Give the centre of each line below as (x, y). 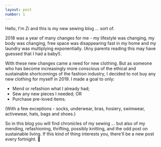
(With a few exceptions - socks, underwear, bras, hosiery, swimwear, (75, 109)
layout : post (18, 10)
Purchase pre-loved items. (39, 99)
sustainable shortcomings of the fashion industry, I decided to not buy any (80, 73)
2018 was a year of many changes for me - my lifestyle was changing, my (80, 38)
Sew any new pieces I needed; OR (47, 94)
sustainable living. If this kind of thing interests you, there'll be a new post (80, 134)
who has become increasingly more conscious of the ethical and (71, 68)
